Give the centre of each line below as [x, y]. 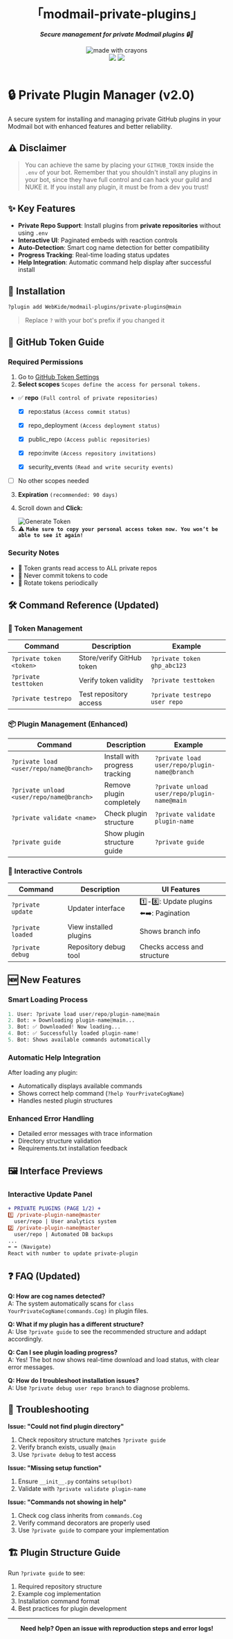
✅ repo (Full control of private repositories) [88, 397]
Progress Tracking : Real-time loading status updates [94, 255]
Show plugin [124, 833]
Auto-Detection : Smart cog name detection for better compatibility [113, 247]
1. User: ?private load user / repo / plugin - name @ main [84, 1014]
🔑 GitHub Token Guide [56, 342]
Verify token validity [111, 680]
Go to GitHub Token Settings [58, 377]
